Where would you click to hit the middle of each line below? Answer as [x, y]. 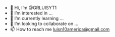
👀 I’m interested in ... [31, 13]
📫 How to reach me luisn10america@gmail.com [60, 29]
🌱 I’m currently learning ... [37, 18]
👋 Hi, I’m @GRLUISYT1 [33, 8]
